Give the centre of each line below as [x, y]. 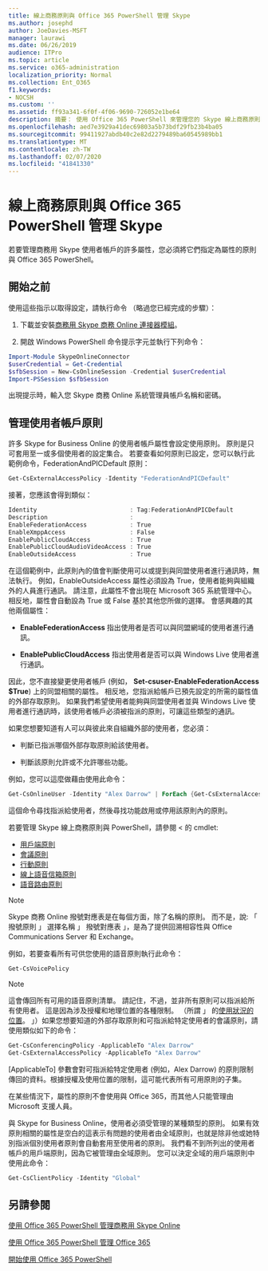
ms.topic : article [39, 61]
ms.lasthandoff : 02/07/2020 [55, 156]
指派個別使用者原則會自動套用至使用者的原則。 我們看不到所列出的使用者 [135, 1143]
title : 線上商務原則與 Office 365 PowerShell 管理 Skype [99, 16]
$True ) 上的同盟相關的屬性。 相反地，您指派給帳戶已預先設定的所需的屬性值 [134, 692]
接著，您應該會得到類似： [50, 495]
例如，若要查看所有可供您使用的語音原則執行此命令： [96, 953]
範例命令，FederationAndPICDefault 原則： [79, 464]
